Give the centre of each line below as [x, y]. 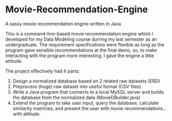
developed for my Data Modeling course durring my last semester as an [81, 39]
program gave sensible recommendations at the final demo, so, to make [81, 50]
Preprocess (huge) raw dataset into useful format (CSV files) [77, 87]
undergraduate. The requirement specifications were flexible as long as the [85, 44]
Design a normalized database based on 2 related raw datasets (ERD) [86, 81]
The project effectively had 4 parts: [43, 71]
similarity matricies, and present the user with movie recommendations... [90, 108]
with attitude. [27, 114]
